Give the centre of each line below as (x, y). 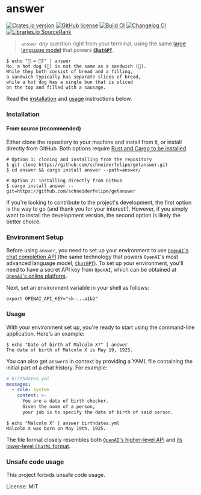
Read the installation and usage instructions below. (69, 98)
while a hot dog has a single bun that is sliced (70, 82)
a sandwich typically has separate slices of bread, (74, 77)
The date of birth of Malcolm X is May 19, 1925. (70, 350)
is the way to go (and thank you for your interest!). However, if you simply (97, 209)
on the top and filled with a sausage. (56, 87)
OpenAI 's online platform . (37, 276)
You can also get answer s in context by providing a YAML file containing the (100, 361)
